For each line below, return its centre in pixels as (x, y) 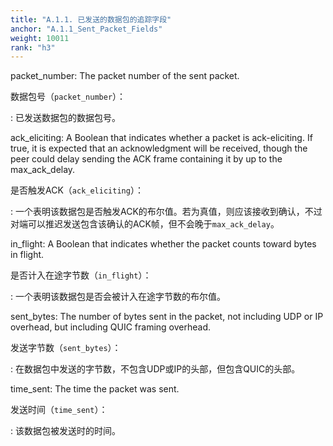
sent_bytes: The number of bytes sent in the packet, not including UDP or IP (167, 317)
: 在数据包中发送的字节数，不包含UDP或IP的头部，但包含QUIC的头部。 (155, 369)
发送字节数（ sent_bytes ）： (66, 348)
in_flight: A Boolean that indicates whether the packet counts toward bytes (163, 244)
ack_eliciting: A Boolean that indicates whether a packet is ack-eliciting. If (161, 138)
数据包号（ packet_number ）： (68, 97)
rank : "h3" (33, 47)
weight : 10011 (40, 38)
